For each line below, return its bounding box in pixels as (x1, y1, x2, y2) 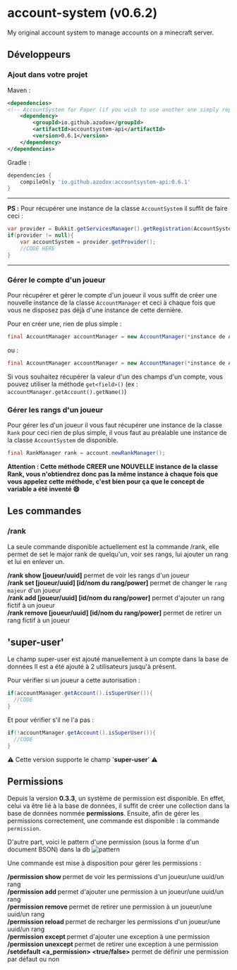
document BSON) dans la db (7, 845, 90, 854)
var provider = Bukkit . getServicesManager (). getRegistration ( (7, 226, 194, 233)
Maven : (7, 86, 31, 94)
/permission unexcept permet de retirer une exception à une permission (7, 940, 219, 949)
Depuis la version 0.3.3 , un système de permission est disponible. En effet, (7, 794, 226, 803)
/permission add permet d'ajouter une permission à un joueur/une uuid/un (7, 888, 224, 896)
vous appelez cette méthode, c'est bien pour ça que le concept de (7, 477, 205, 486)
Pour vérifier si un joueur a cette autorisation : (7, 676, 140, 684)
